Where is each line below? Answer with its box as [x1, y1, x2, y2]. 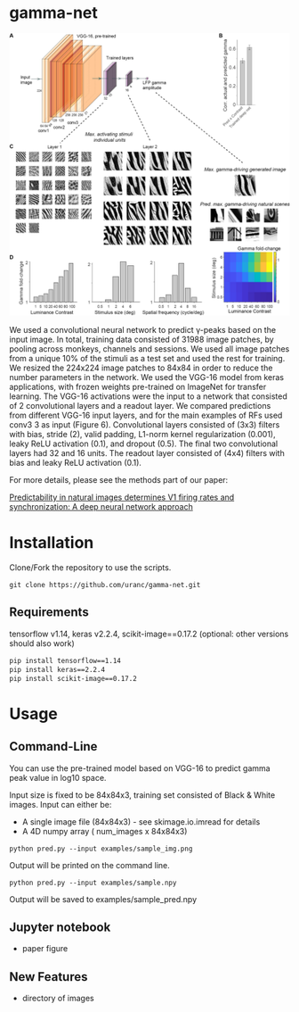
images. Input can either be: [9, 799, 112, 809]
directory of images [21, 993, 95, 1004]
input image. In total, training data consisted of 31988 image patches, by [9, 334, 274, 344]
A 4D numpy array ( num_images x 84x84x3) [21, 825, 188, 836]
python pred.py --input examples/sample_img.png [9, 844, 193, 853]
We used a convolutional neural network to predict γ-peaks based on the [9, 324, 277, 335]
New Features [9, 969, 88, 984]
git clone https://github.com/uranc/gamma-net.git [9, 580, 201, 589]
